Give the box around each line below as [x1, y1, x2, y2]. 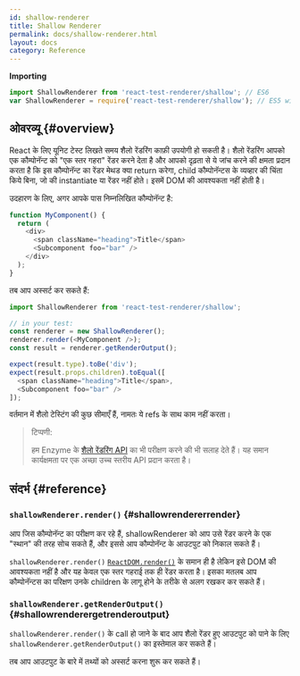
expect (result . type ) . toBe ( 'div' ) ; [9, 360, 138, 369]
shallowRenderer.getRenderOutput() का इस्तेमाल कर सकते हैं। [9, 638, 217, 649]
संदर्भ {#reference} [9, 481, 107, 497]
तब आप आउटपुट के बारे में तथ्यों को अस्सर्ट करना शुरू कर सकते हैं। [9, 656, 201, 667]
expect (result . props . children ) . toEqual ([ [9, 368, 166, 377]
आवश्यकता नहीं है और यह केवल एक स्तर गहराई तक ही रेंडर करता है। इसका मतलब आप [9, 566, 257, 577]
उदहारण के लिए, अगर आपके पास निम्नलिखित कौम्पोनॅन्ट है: [9, 193, 173, 204]
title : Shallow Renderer [9, 21, 102, 30]
